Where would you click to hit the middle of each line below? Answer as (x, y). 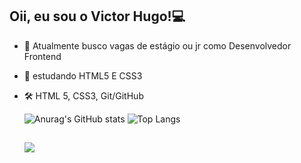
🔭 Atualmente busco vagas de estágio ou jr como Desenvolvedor (157, 45)
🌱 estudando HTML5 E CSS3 (83, 75)
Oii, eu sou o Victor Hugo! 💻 (97, 16)
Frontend (42, 56)
